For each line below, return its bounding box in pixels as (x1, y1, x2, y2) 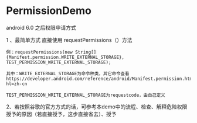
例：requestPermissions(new (6, 49, 73, 55)
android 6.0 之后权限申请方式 (6, 24, 76, 31)
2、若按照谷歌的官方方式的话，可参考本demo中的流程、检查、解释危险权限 (6, 103, 188, 110)
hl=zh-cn (6, 80, 28, 87)
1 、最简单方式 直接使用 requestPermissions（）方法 (6, 36, 133, 43)
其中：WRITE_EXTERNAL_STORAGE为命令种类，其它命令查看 (6, 71, 130, 76)
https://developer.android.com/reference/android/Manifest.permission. (6, 76, 185, 82)
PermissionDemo (6, 4, 92, 17)
